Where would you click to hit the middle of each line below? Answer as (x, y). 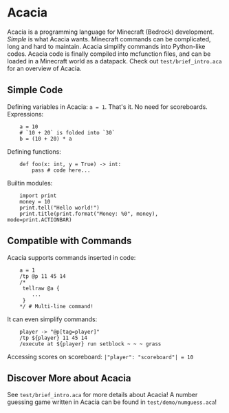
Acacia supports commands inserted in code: (72, 257)
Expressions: (25, 114)
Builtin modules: (30, 183)
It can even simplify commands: (52, 319)
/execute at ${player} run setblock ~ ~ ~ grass (90, 344)
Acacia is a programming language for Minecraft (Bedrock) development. (111, 32)
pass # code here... (61, 170)
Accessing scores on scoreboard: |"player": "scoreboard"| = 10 (100, 356)
